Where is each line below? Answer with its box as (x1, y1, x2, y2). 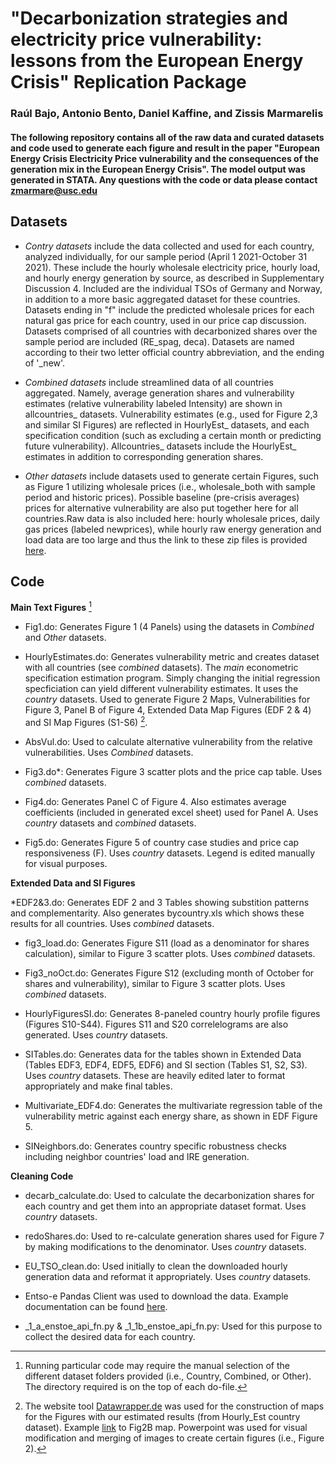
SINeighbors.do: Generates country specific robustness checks (24, 1140, 287, 1152)
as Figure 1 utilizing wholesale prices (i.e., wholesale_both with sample (24, 480, 316, 492)
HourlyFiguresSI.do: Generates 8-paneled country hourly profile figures (24, 1007, 321, 1019)
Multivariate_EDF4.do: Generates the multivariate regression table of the (24, 1099, 323, 1111)
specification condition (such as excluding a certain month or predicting (24, 429, 322, 441)
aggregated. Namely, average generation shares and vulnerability (24, 387, 295, 399)
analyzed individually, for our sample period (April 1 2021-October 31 (24, 250, 308, 262)
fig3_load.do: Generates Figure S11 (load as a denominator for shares (24, 937, 310, 949)
